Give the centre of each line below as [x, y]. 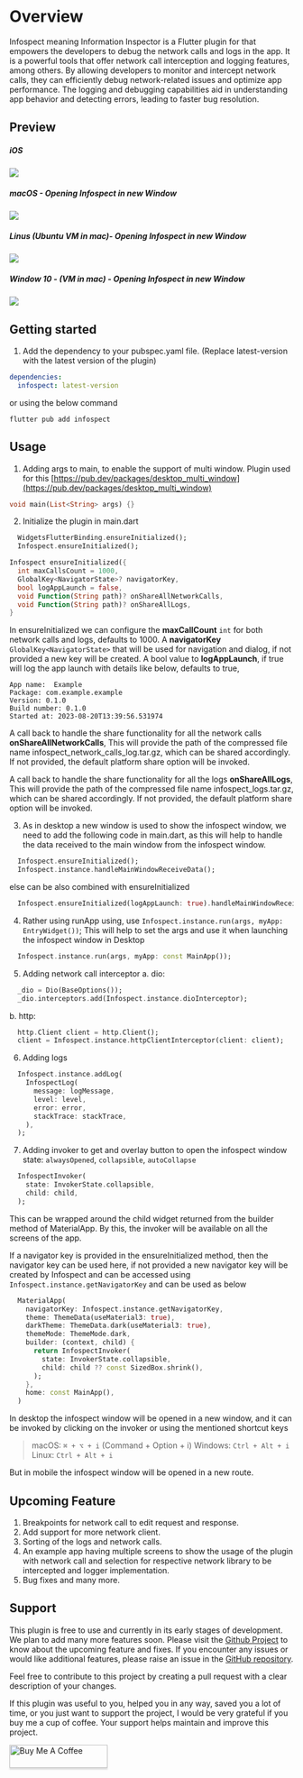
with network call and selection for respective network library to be [147, 1561]
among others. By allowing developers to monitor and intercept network [143, 70]
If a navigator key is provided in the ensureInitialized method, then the [139, 1255]
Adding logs [45, 1058]
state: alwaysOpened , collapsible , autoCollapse [109, 1159]
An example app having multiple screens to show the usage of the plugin [157, 1552]
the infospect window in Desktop [83, 939]
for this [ [38, 478]
